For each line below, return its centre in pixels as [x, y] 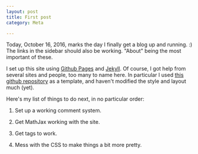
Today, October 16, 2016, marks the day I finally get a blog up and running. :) [99, 44]
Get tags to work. [36, 133]
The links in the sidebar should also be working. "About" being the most [94, 51]
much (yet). [20, 88]
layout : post [22, 12]
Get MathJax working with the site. [57, 122]
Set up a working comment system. [58, 111]
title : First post [29, 17]
